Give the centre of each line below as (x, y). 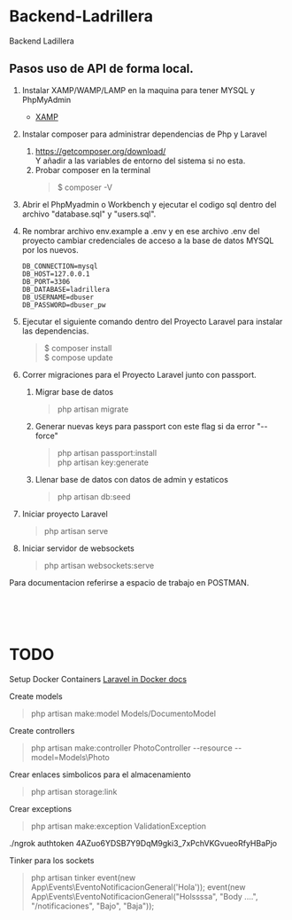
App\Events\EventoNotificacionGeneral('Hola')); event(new (138, 887)
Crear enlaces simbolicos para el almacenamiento (100, 775)
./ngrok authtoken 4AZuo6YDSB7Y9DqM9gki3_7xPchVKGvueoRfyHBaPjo (143, 843)
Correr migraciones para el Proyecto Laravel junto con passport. (139, 374)
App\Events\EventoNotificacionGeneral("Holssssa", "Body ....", (144, 896)
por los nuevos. (50, 249)
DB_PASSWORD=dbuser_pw (64, 305)
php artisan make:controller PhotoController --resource (131, 748)
